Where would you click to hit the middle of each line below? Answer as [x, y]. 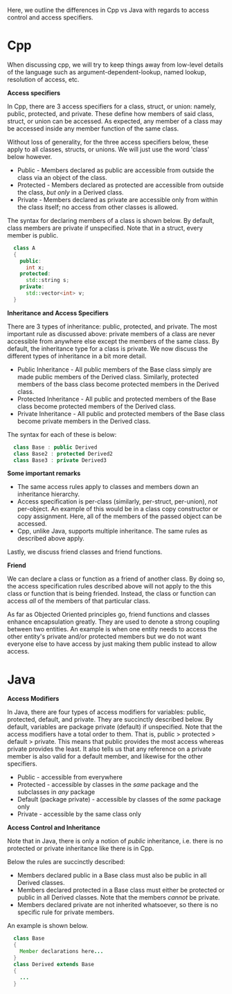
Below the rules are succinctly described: [66, 862]
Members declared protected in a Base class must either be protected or [121, 890]
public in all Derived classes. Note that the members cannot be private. [118, 897]
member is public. [33, 235]
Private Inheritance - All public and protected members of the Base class [121, 413]
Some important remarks [44, 473]
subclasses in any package [56, 792]
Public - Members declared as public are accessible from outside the [116, 170]
